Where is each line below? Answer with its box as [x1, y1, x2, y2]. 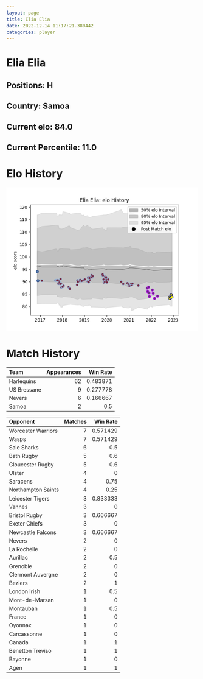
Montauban [9, 605, 38, 612]
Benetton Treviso [9, 647, 52, 655]
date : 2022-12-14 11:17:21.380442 [6, 23, 94, 29]
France [9, 613, 27, 621]
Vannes [9, 503, 28, 510]
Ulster [9, 469, 24, 476]
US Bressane [9, 385, 41, 393]
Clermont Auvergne [9, 571, 58, 578]
